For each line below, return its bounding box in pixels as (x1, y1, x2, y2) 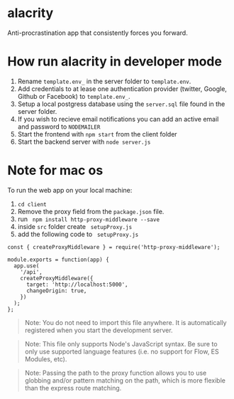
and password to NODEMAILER (17, 122, 101, 131)
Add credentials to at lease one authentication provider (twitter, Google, (17, 84, 227, 93)
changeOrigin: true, (26, 287, 87, 294)
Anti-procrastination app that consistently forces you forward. (7, 28, 188, 37)
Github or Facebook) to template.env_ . (17, 92, 130, 100)
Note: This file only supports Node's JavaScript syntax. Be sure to (24, 339, 218, 348)
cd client (17, 201, 48, 208)
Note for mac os (7, 162, 104, 179)
